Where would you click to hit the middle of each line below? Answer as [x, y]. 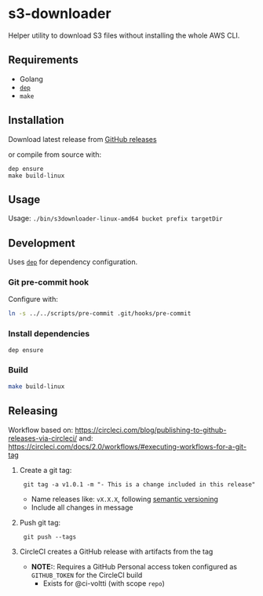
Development [42, 243]
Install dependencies [49, 334]
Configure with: [33, 300]
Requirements [43, 60]
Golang [31, 78]
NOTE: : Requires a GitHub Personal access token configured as [134, 566]
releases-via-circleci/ [43, 438]
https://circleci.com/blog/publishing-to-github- [151, 430]
